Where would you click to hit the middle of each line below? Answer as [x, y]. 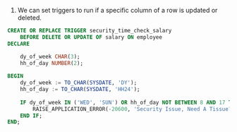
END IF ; [31, 116]
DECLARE [19, 44]
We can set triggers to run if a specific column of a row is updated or [117, 10]
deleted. [30, 18]
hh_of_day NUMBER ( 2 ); [51, 63]
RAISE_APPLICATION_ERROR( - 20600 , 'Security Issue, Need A [120, 109]
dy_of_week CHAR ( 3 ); [50, 56]
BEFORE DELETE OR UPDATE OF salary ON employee [91, 37]
